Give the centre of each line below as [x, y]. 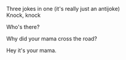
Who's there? [23, 27]
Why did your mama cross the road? [52, 38]
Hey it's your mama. [31, 50]
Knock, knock [23, 15]
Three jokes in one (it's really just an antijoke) [63, 9]
